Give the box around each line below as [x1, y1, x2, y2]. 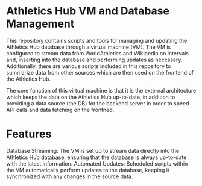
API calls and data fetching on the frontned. [6, 106, 115, 113]
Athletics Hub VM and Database [6, 4, 170, 18]
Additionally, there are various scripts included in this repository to [6, 62, 171, 70]
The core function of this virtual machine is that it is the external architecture [6, 87, 197, 94]
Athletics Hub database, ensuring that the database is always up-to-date [6, 153, 187, 161]
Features [6, 128, 52, 141]
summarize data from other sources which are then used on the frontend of [6, 69, 194, 76]
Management [6, 17, 75, 31]
